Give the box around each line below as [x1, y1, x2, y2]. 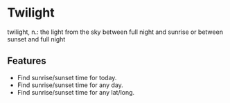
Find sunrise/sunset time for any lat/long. [17, 88, 135, 96]
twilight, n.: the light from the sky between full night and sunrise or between [7, 28, 224, 36]
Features [7, 55, 46, 67]
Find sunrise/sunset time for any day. [17, 81, 123, 89]
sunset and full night [7, 35, 66, 43]
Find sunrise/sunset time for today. [17, 73, 117, 82]
